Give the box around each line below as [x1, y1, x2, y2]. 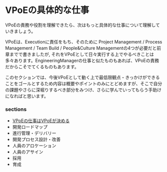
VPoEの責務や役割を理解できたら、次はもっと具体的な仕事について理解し [5, 22, 156, 28]
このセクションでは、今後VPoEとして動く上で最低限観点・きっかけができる [5, 74, 161, 80]
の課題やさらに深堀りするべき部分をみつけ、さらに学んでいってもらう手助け [5, 87, 162, 93]
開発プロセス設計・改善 [12, 137, 61, 143]
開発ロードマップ [12, 124, 48, 130]
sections [5, 106, 27, 113]
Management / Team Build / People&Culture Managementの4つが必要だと [5, 45, 157, 51]
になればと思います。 [5, 93, 49, 99]
